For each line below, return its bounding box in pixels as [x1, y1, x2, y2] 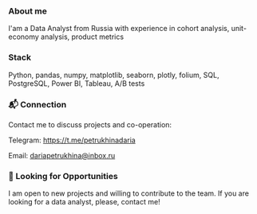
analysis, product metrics [41, 32, 125, 41]
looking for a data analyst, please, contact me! [8, 197, 161, 207]
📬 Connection [8, 99, 67, 110]
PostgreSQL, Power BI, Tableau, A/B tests [8, 78, 145, 88]
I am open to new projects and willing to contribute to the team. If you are [8, 189, 250, 198]
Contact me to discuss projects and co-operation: [8, 119, 172, 129]
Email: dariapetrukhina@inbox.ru [8, 150, 116, 160]
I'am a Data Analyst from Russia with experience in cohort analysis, [8, 24, 230, 33]
